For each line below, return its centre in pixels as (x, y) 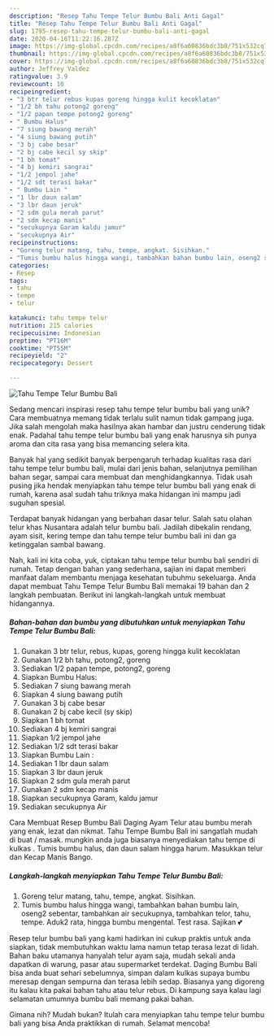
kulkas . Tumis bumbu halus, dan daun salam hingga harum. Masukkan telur (136, 848)
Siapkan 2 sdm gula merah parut (76, 781)
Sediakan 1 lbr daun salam (65, 763)
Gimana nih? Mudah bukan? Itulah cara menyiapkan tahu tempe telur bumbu (137, 1014)
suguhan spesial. (38, 503)
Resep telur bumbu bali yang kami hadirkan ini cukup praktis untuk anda (130, 938)
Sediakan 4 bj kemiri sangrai (68, 729)
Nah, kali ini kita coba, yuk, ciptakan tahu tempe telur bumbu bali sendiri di (134, 560)
